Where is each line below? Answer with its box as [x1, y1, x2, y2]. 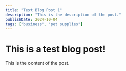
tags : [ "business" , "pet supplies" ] [5, 21, 83, 27]
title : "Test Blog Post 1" [5, 7, 62, 13]
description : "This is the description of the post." [5, 12, 122, 17]
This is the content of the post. [5, 60, 70, 66]
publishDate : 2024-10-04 [5, 17, 58, 22]
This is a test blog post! [5, 44, 106, 55]
